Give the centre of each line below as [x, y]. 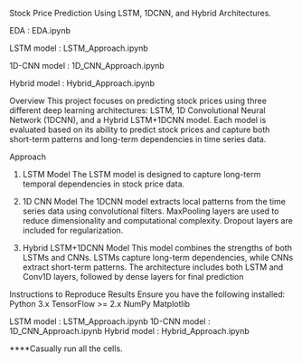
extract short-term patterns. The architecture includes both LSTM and [153, 267]
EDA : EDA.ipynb [40, 30]
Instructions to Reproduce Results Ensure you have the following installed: [147, 294]
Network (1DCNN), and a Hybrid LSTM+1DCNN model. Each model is [138, 120]
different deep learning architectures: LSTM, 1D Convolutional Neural [137, 110]
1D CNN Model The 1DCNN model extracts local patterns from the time [154, 201]
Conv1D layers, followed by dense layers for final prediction [133, 277]
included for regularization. [73, 230]
